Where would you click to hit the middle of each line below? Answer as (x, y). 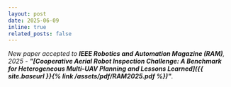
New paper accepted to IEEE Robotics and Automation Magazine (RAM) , (117, 54)
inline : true (27, 27)
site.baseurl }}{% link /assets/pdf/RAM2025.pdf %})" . (91, 76)
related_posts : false (40, 34)
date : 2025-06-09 (34, 21)
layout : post (27, 14)
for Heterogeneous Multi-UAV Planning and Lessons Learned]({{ (106, 69)
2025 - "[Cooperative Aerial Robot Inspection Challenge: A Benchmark (115, 62)
